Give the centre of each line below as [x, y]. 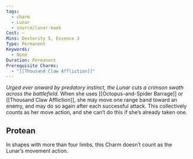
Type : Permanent [26, 44]
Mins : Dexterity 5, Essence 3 [43, 38]
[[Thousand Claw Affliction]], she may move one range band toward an [92, 100]
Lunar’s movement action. [37, 151]
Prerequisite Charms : [32, 66]
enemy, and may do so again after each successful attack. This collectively [96, 106]
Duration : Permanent [31, 60]
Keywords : [18, 50]
